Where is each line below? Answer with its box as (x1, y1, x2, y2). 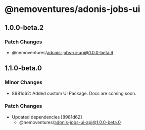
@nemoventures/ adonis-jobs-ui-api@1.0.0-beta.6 (11, 49, 114, 55)
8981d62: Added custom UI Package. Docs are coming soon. (11, 90, 137, 96)
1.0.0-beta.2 (4, 23, 44, 32)
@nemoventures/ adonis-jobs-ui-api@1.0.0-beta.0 (19, 119, 121, 125)
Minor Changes (4, 79, 43, 86)
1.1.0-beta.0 (4, 64, 42, 73)
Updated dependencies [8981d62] (11, 114, 82, 120)
